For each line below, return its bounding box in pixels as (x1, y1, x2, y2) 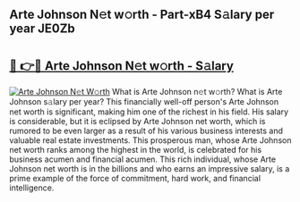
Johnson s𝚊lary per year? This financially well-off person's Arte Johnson (9, 97, 279, 106)
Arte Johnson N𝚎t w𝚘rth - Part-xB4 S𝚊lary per (9, 7, 275, 22)
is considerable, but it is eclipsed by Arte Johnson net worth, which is (9, 116, 266, 126)
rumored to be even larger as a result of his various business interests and (9, 125, 284, 136)
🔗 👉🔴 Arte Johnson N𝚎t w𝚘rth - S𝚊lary (9, 58, 235, 73)
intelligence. (9, 182, 55, 193)
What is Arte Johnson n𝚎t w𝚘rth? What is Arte (111, 87, 283, 97)
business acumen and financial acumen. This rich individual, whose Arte (9, 154, 276, 164)
